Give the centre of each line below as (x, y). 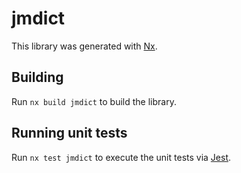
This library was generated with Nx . (84, 46)
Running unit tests (69, 133)
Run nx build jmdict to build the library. (94, 101)
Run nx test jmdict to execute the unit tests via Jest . (121, 157)
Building (37, 77)
